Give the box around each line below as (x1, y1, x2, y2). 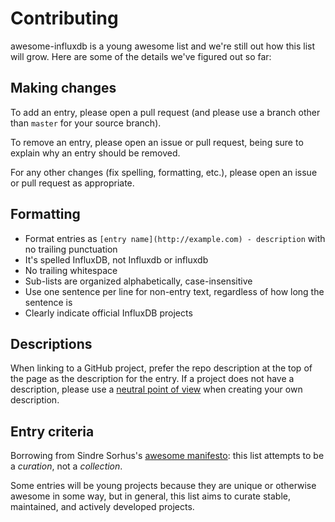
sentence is (24, 296, 73, 308)
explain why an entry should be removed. (10, 147, 181, 159)
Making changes (10, 80, 117, 97)
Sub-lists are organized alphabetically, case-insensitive (24, 275, 253, 287)
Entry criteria (10, 423, 95, 440)
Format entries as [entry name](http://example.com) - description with (24, 232, 326, 244)
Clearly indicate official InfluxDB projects (24, 307, 193, 319)
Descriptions (10, 335, 93, 352)
